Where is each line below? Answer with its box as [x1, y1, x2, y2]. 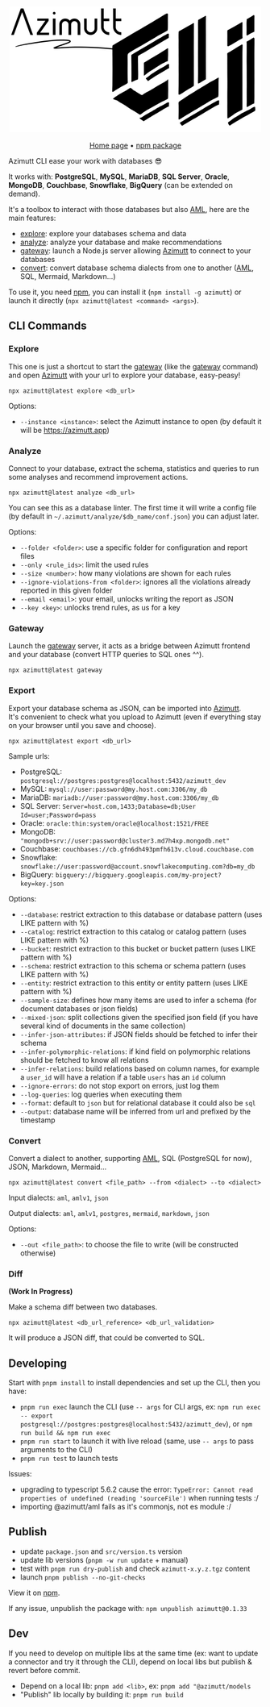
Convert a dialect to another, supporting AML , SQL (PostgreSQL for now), [8, 1153, 252, 1163]
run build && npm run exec [19, 1429, 111, 1437]
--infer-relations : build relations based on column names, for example [19, 1064, 260, 1073]
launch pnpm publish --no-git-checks [19, 1572, 147, 1582]
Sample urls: [8, 751, 50, 760]
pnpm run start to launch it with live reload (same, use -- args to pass [19, 1436, 254, 1446]
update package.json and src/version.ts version [19, 1547, 183, 1556]
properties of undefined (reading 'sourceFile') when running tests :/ [19, 1493, 260, 1502]
